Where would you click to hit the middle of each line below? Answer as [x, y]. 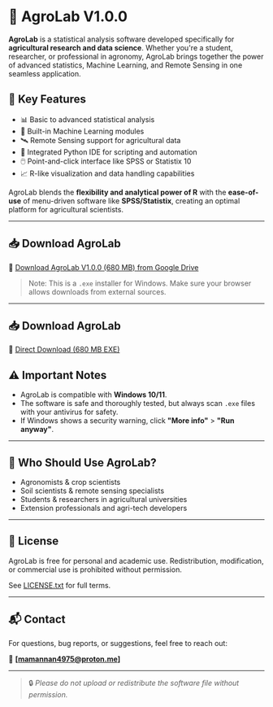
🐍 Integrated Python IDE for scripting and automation [108, 152]
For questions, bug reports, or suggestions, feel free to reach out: [118, 643]
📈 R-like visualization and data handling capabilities [107, 173]
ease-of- [243, 192]
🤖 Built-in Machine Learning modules [82, 131]
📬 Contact [37, 620]
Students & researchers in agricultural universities [104, 499]
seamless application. [45, 73]
